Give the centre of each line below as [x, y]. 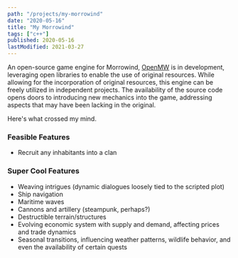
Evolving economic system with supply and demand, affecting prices [119, 224]
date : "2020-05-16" [36, 21]
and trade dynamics [47, 232]
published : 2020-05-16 [41, 41]
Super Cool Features [43, 171]
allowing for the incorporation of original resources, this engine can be [110, 82]
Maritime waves [41, 201]
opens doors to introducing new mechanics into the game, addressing [110, 97]
